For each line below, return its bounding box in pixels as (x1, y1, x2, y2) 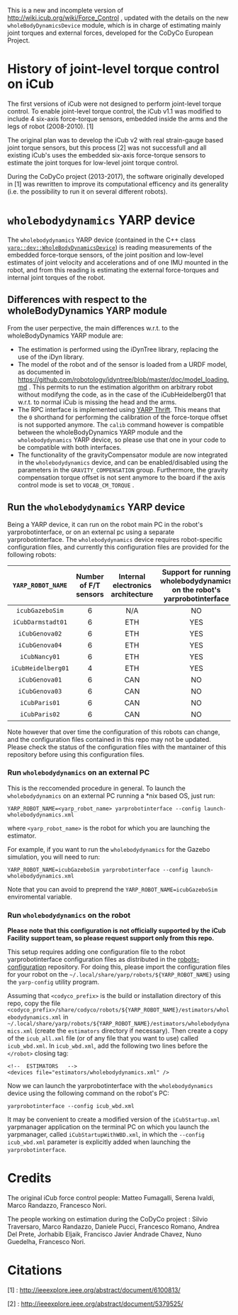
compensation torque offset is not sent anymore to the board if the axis (17, 473, 225, 482)
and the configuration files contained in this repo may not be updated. (7, 735, 211, 743)
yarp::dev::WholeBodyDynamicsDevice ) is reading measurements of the (7, 243, 212, 251)
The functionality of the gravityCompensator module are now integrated (17, 450, 228, 459)
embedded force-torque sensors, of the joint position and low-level (7, 250, 204, 259)
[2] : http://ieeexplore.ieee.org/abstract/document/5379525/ (7, 1299, 183, 1308)
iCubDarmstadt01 (13, 618, 67, 626)
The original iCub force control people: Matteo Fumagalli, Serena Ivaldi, (7, 1194, 215, 1202)
